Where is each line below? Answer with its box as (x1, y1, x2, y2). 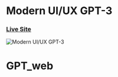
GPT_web (6, 59, 54, 72)
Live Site (6, 25, 31, 34)
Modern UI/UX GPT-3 (6, 4, 113, 18)
